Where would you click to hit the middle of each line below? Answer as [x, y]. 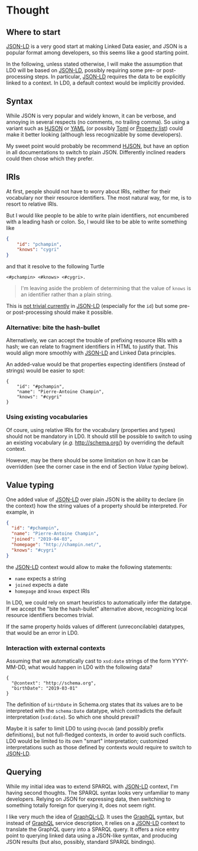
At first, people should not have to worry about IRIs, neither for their [88, 191]
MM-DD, [17, 667]
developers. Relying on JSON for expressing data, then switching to [89, 799]
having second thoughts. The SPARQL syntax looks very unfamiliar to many [98, 792]
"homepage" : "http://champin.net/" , [56, 545]
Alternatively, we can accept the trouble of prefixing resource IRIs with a [94, 340]
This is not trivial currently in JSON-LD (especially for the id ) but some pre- [98, 306]
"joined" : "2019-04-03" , [42, 539]
